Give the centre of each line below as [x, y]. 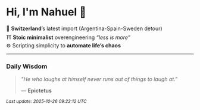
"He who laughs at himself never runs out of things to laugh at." [99, 79]
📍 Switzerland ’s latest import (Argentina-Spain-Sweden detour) [84, 28]
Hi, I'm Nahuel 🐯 [46, 12]
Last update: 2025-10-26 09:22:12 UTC [46, 102]
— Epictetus [36, 90]
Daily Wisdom [27, 66]
